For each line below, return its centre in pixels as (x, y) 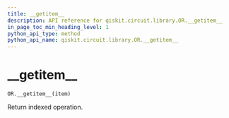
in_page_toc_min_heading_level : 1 (58, 27)
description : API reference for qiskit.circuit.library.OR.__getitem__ (115, 20)
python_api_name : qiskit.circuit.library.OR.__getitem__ (93, 40)
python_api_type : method (44, 34)
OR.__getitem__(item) (39, 94)
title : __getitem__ (36, 14)
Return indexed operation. (45, 107)
